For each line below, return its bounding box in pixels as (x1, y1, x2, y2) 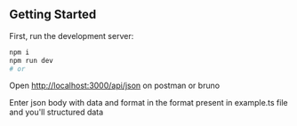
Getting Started (9, 7, 97, 22)
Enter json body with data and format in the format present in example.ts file (9, 98, 288, 108)
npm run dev (9, 56, 53, 65)
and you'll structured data (9, 106, 104, 118)
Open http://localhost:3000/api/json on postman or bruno (9, 80, 221, 91)
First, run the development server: (9, 30, 134, 41)
